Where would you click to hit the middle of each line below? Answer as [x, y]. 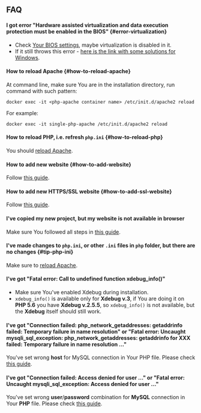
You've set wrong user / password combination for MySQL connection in [96, 397]
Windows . [27, 58]
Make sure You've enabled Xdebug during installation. [82, 293]
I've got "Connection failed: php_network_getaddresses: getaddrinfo [94, 325]
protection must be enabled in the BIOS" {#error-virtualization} [87, 31]
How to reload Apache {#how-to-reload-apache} [68, 71]
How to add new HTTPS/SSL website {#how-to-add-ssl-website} [89, 191]
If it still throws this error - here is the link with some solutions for [95, 51]
